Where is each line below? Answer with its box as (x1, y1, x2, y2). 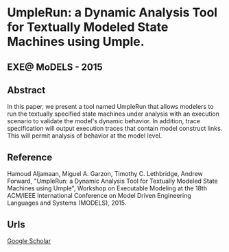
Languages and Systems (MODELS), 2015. (7, 199, 127, 207)
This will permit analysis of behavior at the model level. (7, 131, 162, 140)
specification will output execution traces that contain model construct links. (7, 125, 223, 133)
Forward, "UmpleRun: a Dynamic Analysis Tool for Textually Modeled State (7, 177, 218, 186)
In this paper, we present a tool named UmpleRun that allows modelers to (7, 103, 214, 111)
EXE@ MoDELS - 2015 (7, 61, 103, 73)
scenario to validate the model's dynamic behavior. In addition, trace (7, 117, 201, 125)
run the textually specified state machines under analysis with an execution (7, 110, 219, 118)
